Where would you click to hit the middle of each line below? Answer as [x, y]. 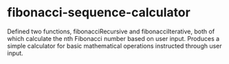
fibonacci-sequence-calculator [99, 13]
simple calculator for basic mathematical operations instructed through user [115, 46]
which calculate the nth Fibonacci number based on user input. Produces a [113, 38]
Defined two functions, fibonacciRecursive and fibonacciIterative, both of [111, 31]
